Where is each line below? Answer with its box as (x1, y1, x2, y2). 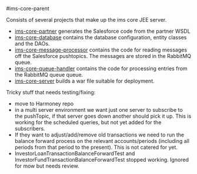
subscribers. (14, 125, 45, 132)
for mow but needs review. (14, 162, 79, 169)
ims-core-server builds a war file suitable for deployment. (14, 77, 155, 84)
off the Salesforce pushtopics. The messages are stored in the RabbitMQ (14, 53, 191, 59)
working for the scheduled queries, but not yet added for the (14, 119, 162, 125)
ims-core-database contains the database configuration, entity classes (14, 34, 187, 40)
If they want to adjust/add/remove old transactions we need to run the (14, 131, 185, 138)
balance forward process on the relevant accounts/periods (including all (14, 138, 190, 144)
